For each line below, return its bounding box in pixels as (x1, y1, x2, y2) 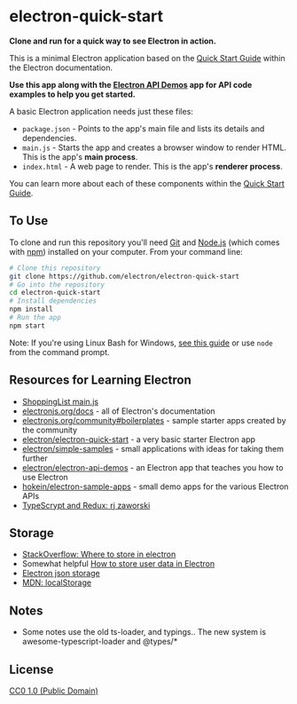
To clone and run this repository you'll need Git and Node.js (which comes (9, 237, 280, 248)
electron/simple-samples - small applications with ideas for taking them (21, 443, 284, 454)
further (21, 453, 49, 463)
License (9, 661, 54, 676)
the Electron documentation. (9, 62, 113, 73)
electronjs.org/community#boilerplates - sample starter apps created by (21, 415, 286, 425)
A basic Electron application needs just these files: (9, 106, 193, 116)
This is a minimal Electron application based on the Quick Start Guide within (9, 52, 285, 63)
